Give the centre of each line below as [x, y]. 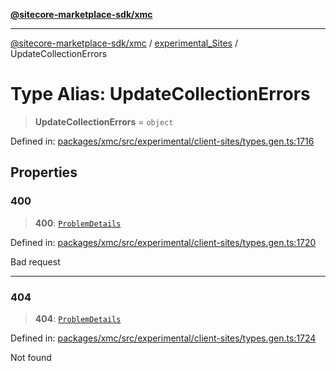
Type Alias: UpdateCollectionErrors [160, 94]
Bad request [35, 261]
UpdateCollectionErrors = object [104, 121]
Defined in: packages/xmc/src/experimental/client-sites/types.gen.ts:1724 [163, 338]
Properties [44, 172]
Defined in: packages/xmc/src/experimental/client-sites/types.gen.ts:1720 [163, 242]
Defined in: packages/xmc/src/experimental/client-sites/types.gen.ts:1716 [162, 141]
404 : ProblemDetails [78, 318]
